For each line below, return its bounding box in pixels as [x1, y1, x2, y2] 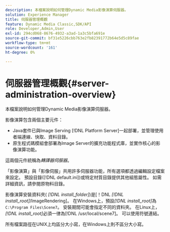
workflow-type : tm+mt [5, 41, 51, 46]
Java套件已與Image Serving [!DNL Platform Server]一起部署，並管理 [12, 128, 155, 134]
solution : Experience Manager [5, 12, 69, 17]
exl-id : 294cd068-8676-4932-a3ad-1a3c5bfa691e [5, 31, 105, 36]
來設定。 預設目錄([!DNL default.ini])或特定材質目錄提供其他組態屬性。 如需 [5, 174, 162, 180]
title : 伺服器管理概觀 [5, 17, 48, 22]
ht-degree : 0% [5, 50, 35, 55]
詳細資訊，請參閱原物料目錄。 [5, 181, 67, 187]
